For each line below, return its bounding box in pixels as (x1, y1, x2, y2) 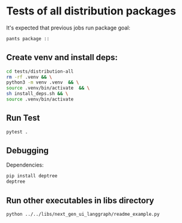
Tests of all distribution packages (6, 4, 176, 18)
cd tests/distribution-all (6, 68, 74, 75)
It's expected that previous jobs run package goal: (6, 24, 131, 31)
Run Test (6, 113, 40, 123)
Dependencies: (6, 161, 44, 169)
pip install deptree (6, 173, 58, 179)
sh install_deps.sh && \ (6, 91, 68, 97)
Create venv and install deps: (6, 52, 118, 63)
